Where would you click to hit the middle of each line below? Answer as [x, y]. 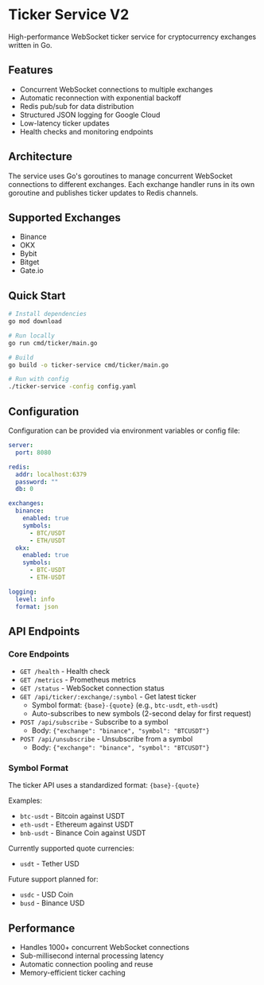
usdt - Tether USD [49, 864]
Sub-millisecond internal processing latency [92, 956]
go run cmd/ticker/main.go [53, 343]
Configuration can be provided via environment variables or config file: [124, 430]
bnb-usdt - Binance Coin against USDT [83, 833]
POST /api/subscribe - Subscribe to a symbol [94, 722]
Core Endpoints [39, 654]
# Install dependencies [48, 314]
